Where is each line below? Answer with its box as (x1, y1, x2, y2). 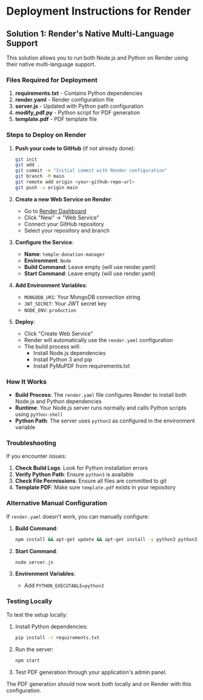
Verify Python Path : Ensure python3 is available (15, 471, 135, 478)
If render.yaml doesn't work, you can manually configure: (6, 513, 150, 520)
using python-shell (15, 411, 64, 418)
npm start (15, 657, 41, 663)
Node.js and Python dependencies (15, 397, 102, 405)
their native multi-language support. (6, 61, 96, 68)
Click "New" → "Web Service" (24, 214, 100, 221)
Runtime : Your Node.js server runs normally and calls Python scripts (15, 404, 187, 411)
